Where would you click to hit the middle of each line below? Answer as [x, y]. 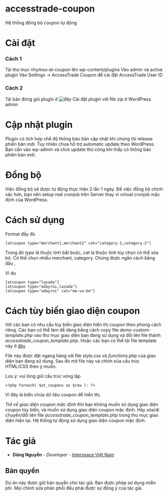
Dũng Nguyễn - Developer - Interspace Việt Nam [63, 455]
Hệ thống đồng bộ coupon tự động [41, 23]
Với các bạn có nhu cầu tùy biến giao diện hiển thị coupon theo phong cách [83, 324]
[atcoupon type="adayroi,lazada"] [41, 286]
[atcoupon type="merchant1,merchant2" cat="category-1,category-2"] [78, 243]
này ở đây [16, 346]
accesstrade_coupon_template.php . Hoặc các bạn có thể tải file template [81, 341]
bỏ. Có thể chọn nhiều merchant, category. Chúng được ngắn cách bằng [80, 258]
